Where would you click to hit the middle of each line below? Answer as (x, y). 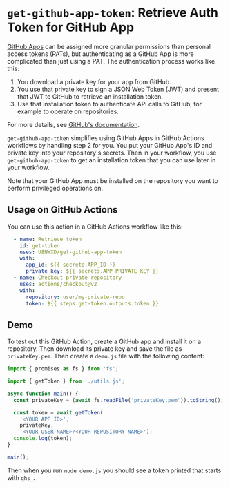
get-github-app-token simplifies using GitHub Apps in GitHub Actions (106, 138)
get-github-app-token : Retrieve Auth (113, 13)
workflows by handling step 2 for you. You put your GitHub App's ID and (110, 145)
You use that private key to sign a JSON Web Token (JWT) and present (118, 89)
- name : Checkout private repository (68, 278)
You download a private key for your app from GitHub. (94, 81)
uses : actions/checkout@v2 (58, 284)
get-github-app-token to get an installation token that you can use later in (112, 160)
